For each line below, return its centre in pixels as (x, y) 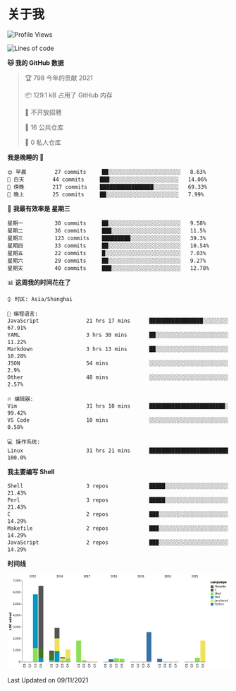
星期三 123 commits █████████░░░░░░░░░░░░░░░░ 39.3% (107, 238)
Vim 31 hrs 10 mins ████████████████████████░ (118, 406)
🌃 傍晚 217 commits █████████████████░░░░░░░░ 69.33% (107, 187)
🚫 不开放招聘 (43, 112)
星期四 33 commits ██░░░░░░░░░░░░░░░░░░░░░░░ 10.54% (108, 246)
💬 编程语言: (23, 314)
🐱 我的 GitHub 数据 (36, 63)
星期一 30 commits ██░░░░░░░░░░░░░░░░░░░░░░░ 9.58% (107, 223)
